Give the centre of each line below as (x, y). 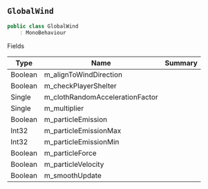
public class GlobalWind (43, 26)
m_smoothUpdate (73, 175)
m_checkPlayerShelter (81, 86)
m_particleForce (70, 153)
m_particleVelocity (74, 164)
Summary (181, 63)
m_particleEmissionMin (82, 141)
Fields (16, 46)
